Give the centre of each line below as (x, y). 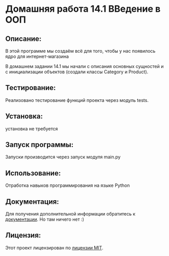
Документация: (32, 201)
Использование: (33, 173)
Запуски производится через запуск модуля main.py (63, 157)
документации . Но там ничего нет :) (45, 219)
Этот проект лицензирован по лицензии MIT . (54, 248)
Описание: (24, 39)
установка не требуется (31, 129)
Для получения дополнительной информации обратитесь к (70, 214)
